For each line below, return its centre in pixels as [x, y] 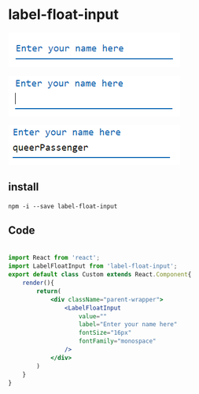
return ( [49, 291]
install [24, 187]
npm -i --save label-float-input [63, 206]
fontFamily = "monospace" [117, 341]
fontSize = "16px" [105, 333]
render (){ [39, 283]
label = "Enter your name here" [128, 325]
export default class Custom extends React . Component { [100, 275]
